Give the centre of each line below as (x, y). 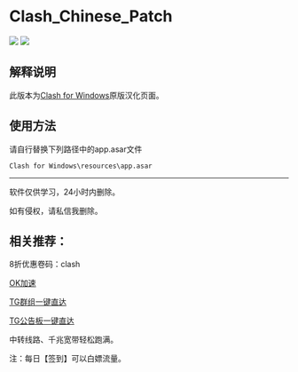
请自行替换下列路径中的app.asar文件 (76, 149)
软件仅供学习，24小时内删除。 (65, 192)
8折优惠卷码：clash (45, 265)
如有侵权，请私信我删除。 (56, 210)
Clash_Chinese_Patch (91, 16)
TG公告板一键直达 (42, 321)
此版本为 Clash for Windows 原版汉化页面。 (86, 95)
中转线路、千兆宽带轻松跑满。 (63, 340)
